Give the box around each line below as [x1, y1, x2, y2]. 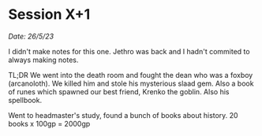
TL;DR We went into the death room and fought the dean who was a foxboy [8, 70, 253, 79]
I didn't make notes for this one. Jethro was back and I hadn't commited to [8, 46, 250, 56]
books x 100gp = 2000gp [8, 119, 91, 128]
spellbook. [8, 95, 42, 105]
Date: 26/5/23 [8, 31, 54, 41]
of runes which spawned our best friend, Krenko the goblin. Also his [8, 86, 230, 96]
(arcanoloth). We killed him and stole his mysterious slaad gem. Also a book [8, 79, 254, 88]
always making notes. [8, 55, 79, 64]
